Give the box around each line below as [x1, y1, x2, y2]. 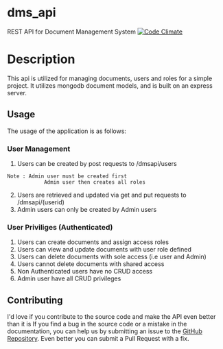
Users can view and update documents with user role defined [16, 245, 192, 254]
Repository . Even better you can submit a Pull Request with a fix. [7, 335, 189, 343]
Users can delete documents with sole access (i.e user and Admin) [16, 252, 207, 261]
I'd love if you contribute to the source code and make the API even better [7, 313, 216, 321]
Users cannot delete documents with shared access [16, 260, 165, 268]
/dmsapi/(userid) [16, 197, 65, 206]
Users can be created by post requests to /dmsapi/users [16, 159, 177, 167]
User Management [7, 144, 71, 154]
